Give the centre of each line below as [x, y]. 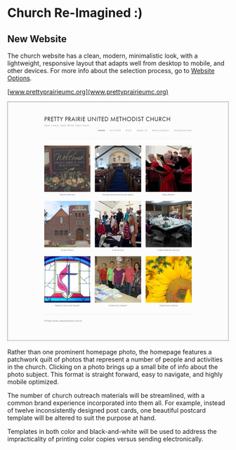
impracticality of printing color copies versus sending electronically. [105, 439]
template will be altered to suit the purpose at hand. [82, 418]
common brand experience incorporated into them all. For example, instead [116, 403]
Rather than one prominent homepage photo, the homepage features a [110, 352]
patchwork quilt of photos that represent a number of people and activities [115, 359]
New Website [37, 39]
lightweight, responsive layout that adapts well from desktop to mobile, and [116, 63]
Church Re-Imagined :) [75, 13]
